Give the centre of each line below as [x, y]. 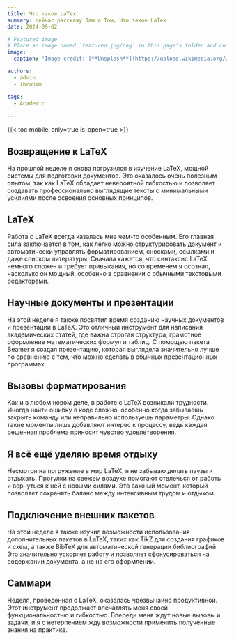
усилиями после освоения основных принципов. [80, 198]
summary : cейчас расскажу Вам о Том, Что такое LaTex [87, 20]
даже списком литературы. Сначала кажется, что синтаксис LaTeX [107, 258]
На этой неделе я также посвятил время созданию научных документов [116, 319]
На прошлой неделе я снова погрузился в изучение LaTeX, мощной [108, 168]
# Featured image [32, 39]
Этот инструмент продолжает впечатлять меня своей [88, 608]
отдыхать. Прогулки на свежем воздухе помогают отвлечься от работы [115, 479]
